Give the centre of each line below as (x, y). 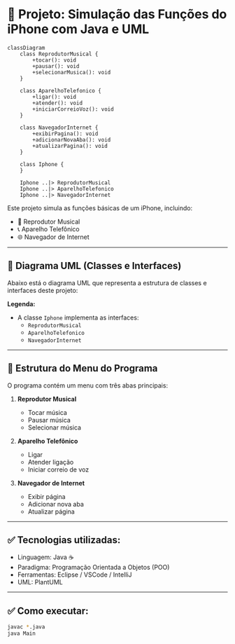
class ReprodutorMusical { (59, 54)
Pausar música (49, 420)
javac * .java (26, 627)
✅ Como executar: (48, 611)
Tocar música (48, 412)
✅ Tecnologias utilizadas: (64, 540)
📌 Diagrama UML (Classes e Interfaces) (94, 266)
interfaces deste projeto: (43, 290)
